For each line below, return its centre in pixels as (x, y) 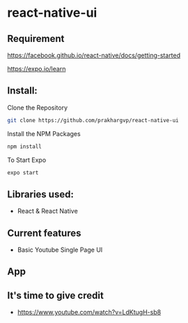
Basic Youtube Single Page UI (60, 250)
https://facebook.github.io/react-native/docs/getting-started (94, 55)
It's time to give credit (56, 295)
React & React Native (47, 211)
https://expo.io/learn (37, 69)
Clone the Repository (38, 107)
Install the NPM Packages (44, 133)
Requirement (36, 39)
